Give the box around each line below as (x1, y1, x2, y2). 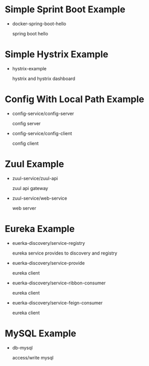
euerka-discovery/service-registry (12, 240, 86, 246)
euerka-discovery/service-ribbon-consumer (12, 280, 106, 286)
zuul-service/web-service (12, 195, 68, 201)
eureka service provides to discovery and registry (12, 250, 117, 256)
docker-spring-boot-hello (12, 21, 67, 27)
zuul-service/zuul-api (12, 175, 58, 181)
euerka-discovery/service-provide (12, 260, 85, 266)
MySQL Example (5, 328, 76, 339)
